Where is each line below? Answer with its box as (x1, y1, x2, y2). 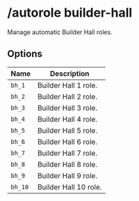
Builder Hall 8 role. (37, 159, 98, 169)
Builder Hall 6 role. (37, 137, 98, 147)
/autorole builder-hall (7, 5, 133, 21)
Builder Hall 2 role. (37, 92, 98, 102)
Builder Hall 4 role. (37, 114, 98, 124)
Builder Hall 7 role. (37, 148, 98, 158)
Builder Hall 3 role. (37, 103, 98, 113)
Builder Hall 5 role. (37, 125, 98, 135)
